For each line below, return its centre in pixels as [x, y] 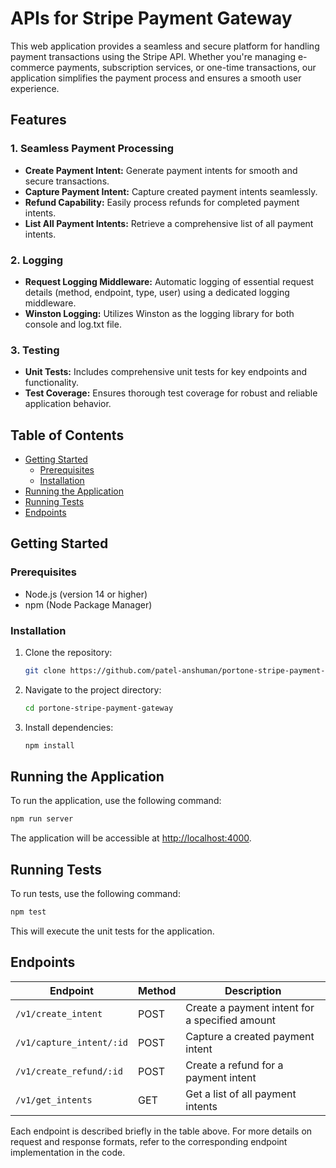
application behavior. [68, 404]
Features [38, 120]
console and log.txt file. [73, 324]
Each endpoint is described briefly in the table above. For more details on [161, 1131]
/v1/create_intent [59, 1013]
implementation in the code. [68, 1152]
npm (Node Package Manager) [88, 604]
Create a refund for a [234, 1065]
